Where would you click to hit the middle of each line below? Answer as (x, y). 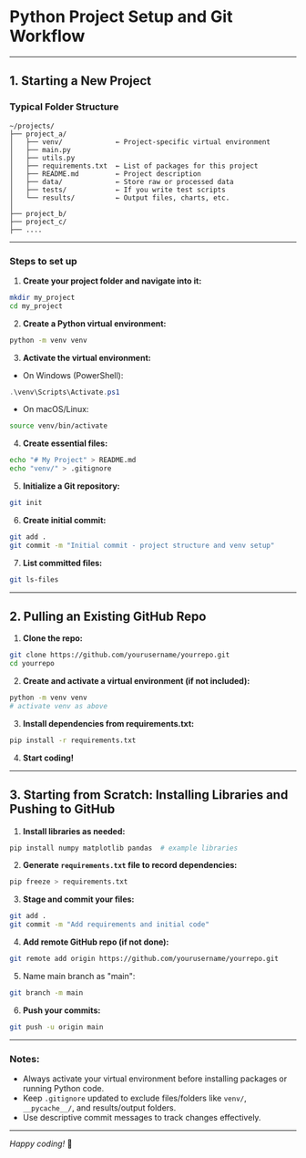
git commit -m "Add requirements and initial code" (109, 925)
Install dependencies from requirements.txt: (108, 723)
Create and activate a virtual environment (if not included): (136, 681)
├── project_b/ (38, 213)
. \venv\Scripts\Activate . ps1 (65, 392)
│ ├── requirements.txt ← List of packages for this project (134, 166)
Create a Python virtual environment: (94, 323)
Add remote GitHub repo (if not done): (96, 942)
